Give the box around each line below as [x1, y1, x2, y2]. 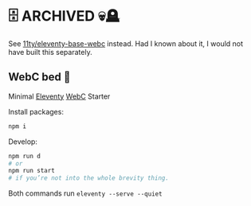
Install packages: [8, 107, 64, 116]
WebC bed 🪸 [8, 70, 71, 84]
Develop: [8, 137, 38, 146]
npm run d [8, 152, 41, 160]
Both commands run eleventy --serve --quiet [8, 189, 163, 198]
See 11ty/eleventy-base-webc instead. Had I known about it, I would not [8, 38, 244, 49]
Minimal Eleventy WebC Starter [8, 91, 111, 101]
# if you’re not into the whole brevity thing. [8, 174, 170, 182]
